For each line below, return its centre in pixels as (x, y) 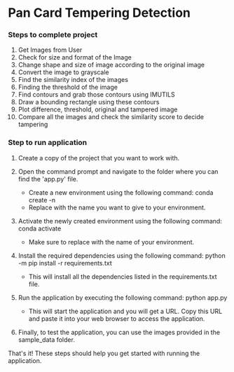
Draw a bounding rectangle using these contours (89, 102)
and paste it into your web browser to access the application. (117, 318)
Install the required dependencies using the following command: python (122, 255)
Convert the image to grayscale (63, 72)
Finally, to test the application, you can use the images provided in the (119, 332)
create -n (42, 200)
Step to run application (48, 143)
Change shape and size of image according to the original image (111, 65)
